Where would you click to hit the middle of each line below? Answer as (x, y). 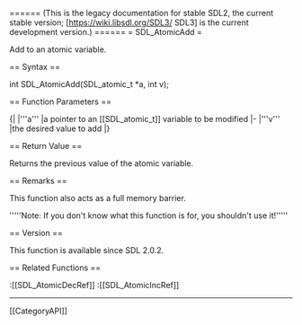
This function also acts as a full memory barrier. (98, 198)
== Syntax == (35, 67)
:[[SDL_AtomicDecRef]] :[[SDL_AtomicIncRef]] (94, 285)
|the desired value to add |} (60, 128)
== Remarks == (38, 180)
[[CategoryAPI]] (38, 311)
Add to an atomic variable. (58, 49)
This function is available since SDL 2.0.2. (87, 250)
